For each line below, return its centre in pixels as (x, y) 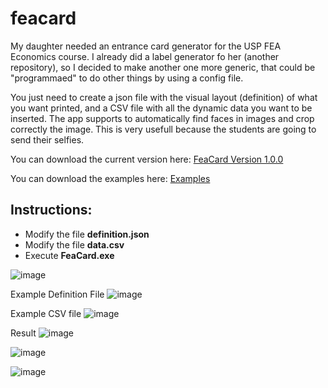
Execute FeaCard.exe (69, 255)
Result (23, 333)
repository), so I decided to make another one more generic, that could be (163, 67)
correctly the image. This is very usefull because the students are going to (163, 129)
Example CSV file (46, 313)
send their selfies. (47, 139)
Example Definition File (57, 294)
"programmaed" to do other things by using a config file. (127, 78)
